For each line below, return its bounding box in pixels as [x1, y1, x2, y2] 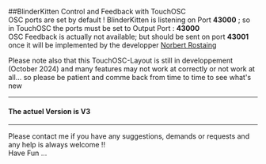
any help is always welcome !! [8, 140, 105, 150]
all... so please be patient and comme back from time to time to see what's [8, 73, 252, 82]
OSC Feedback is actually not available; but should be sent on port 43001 [8, 32, 249, 41]
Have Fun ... [8, 148, 47, 158]
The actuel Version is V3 [8, 106, 91, 116]
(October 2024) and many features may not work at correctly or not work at [8, 64, 256, 74]
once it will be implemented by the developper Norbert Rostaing [8, 40, 217, 50]
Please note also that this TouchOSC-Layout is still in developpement [8, 55, 234, 65]
